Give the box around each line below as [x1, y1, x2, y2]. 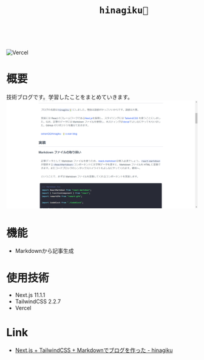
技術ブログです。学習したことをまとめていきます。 [6, 93, 134, 101]
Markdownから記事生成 [15, 247, 74, 255]
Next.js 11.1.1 [15, 291, 46, 299]
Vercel [15, 305, 32, 312]
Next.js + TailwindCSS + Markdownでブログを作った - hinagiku [15, 347, 173, 354]
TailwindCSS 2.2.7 [15, 298, 61, 305]
